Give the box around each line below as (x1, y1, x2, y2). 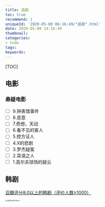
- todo (5, 40, 19, 45)
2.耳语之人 (12, 152, 35, 159)
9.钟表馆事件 (12, 108, 39, 114)
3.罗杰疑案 (12, 146, 35, 152)
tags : (5, 45, 17, 50)
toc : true (5, 12, 26, 17)
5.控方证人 (12, 133, 34, 139)
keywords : (5, 49, 26, 55)
